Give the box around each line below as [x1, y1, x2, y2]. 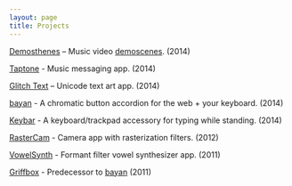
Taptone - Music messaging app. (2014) [9, 63, 156, 74]
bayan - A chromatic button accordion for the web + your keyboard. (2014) [9, 97, 284, 108]
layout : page [9, 12, 58, 22]
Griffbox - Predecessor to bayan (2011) [9, 166, 152, 177]
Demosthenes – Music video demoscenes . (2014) [9, 45, 191, 56]
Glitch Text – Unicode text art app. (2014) [9, 80, 160, 91]
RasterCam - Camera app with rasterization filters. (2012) [9, 132, 220, 142]
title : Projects [9, 21, 69, 30]
